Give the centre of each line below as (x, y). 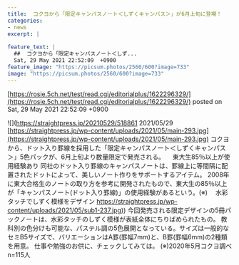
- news (17, 27)
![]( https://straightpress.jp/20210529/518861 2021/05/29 (90, 123)
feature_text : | (31, 47)
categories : (25, 21)
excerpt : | (24, 34)
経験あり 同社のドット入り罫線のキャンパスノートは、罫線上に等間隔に (117, 165)
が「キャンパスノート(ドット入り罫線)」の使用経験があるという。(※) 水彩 (118, 192)
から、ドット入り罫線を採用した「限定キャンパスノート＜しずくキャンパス (117, 147)
